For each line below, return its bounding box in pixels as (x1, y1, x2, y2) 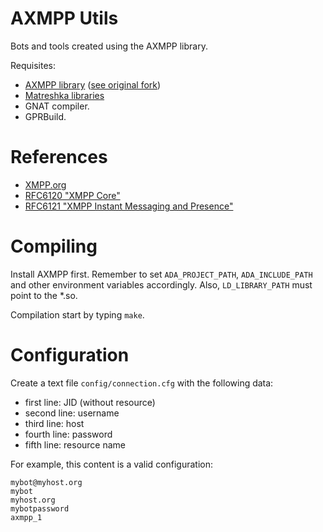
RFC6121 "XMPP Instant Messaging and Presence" (24, 200, 234, 212)
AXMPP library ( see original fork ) (24, 78, 162, 91)
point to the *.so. (10, 289, 78, 301)
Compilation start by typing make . (10, 308, 145, 321)
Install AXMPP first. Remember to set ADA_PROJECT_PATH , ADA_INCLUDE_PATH (10, 268, 313, 280)
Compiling (10, 235, 98, 258)
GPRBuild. (24, 110, 67, 122)
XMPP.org (24, 178, 67, 191)
